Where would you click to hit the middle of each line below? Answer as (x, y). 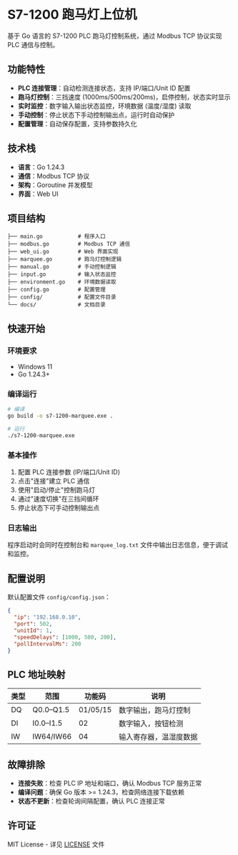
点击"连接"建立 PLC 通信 (54, 481)
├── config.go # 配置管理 (56, 290)
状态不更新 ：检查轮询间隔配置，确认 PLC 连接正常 (91, 801)
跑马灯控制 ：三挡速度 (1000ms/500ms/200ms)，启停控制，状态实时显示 (124, 96)
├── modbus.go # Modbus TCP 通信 (69, 244)
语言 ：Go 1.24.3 (41, 167)
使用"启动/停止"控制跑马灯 (56, 490)
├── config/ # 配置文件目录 (62, 297)
